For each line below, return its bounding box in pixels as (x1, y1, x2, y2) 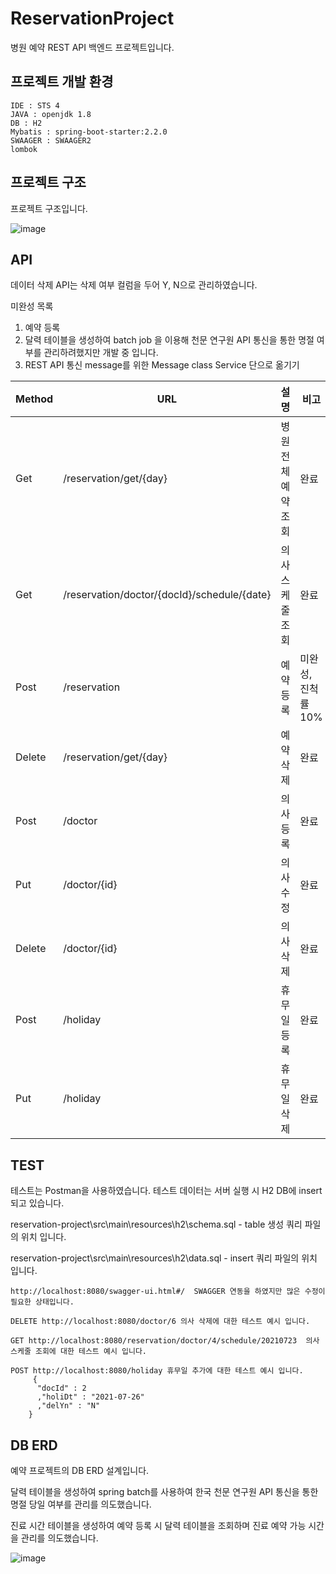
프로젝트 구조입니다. (10, 202, 88, 214)
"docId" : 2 (36, 1383, 87, 1394)
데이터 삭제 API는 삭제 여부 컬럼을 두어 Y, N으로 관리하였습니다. (10, 279, 258, 291)
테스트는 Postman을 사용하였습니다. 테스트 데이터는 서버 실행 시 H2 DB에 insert (10, 1185, 323, 1197)
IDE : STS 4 (10, 100, 60, 111)
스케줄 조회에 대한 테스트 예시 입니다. (10, 1347, 147, 1357)
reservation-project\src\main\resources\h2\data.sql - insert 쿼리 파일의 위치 (10, 1252, 318, 1264)
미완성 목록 (10, 300, 54, 312)
